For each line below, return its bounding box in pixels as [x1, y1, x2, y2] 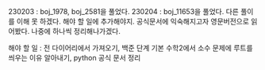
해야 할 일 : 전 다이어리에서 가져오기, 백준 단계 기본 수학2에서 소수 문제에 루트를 [8, 43, 253, 53]
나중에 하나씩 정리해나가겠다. [31, 27, 121, 35]
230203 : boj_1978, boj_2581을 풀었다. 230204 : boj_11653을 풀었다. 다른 [8, 7, 240, 16]
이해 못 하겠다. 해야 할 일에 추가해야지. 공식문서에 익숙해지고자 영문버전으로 [16, 17, 250, 26]
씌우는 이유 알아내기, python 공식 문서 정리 [8, 53, 141, 62]
